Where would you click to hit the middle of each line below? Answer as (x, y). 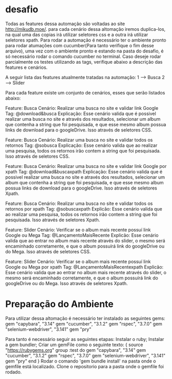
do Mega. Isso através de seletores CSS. (48, 251)
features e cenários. (26, 67)
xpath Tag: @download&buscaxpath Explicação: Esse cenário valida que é (84, 172)
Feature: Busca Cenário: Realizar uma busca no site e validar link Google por (86, 166)
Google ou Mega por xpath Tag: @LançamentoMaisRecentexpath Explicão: (84, 267)
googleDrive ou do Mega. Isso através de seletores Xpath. (67, 283)
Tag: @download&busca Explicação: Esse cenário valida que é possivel (81, 113)
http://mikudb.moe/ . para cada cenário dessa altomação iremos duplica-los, (85, 29)
